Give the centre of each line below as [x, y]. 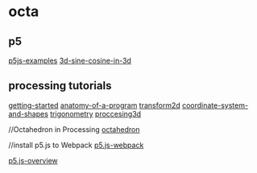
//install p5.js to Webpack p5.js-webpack [76, 145]
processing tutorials [60, 86]
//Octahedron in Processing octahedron [74, 129]
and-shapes [28, 113]
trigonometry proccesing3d [95, 113]
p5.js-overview [33, 160]
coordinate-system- [215, 105]
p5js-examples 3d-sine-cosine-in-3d [70, 60]
